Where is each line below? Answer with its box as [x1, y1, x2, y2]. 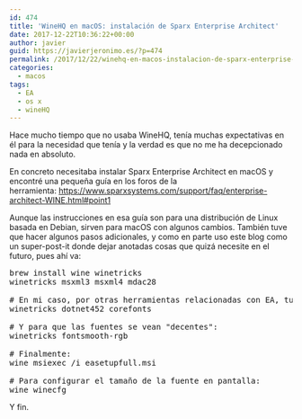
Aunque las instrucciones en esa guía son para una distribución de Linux [9, 212, 279, 223]
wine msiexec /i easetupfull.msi [9, 358, 157, 369]
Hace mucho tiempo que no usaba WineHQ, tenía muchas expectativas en [9, 129, 285, 140]
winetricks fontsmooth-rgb [9, 331, 129, 342]
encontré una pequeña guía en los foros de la [9, 176, 178, 187]
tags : [9, 80, 30, 89]
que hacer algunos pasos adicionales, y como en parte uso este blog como [9, 231, 288, 243]
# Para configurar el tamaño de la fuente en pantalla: [9, 376, 261, 387]
